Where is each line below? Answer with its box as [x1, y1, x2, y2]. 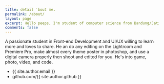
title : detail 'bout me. [5, 7, 56, 12]
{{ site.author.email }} [12, 68, 55, 74]
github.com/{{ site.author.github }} [12, 74, 82, 80]
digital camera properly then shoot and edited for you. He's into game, [5, 54, 146, 60]
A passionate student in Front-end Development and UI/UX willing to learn [5, 38, 154, 44]
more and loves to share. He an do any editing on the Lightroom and [5, 44, 142, 50]
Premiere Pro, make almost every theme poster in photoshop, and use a [5, 49, 149, 55]
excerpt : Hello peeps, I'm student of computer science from [5, 20, 132, 26]
